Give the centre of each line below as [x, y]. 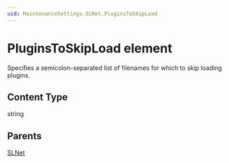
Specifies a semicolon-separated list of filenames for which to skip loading [114, 68]
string [16, 114]
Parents [24, 136]
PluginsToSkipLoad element [90, 48]
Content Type [38, 97]
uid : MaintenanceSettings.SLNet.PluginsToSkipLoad [82, 14]
